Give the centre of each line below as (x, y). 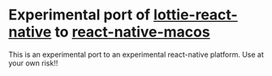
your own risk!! (33, 63)
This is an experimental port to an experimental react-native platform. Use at (136, 54)
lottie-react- (195, 15)
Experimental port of (80, 15)
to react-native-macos (132, 32)
